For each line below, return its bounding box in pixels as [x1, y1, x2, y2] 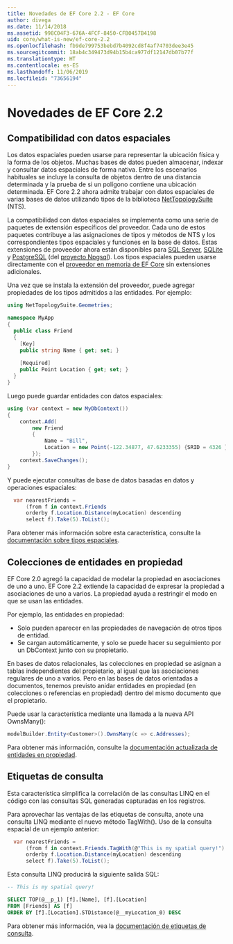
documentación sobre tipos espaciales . [7, 536, 120, 544]
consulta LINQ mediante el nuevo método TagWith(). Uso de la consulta [7, 817, 212, 826]
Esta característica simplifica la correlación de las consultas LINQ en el [7, 789, 210, 797]
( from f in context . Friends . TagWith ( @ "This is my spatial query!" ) [25, 845, 225, 852]
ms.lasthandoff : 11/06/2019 [7, 68, 89, 75]
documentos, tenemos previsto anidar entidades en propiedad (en [7, 681, 196, 690]
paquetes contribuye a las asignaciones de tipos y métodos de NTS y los [7, 231, 216, 239]
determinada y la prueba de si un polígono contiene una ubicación [7, 180, 196, 188]
